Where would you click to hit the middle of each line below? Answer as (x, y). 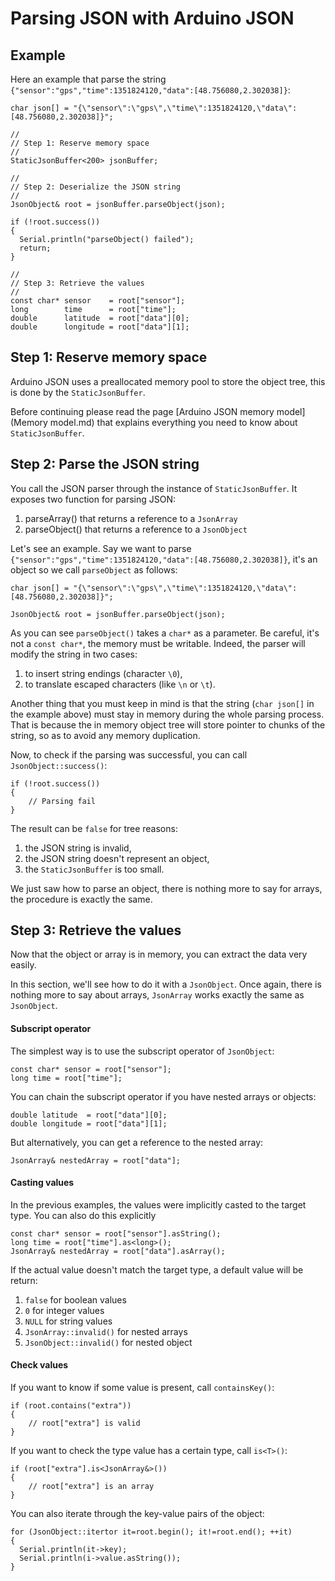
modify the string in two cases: (74, 654)
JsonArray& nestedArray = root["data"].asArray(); (118, 1251)
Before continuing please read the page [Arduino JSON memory (142, 411)
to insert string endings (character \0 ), (103, 673)
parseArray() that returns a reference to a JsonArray (131, 518)
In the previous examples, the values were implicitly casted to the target (158, 1204)
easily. (23, 965)
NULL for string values (68, 1321)
